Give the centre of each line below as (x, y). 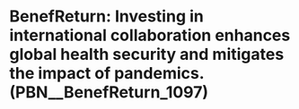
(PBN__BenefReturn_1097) (109, 92)
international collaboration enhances (150, 35)
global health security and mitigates (147, 54)
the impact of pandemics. (107, 74)
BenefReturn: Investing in (106, 17)
